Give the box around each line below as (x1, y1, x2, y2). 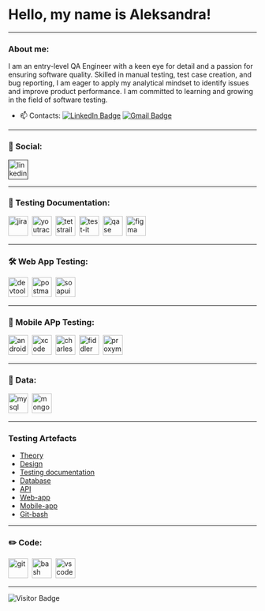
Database (19, 476, 51, 485)
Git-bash (19, 510, 49, 519)
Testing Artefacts (8, 432, 77, 443)
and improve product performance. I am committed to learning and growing (8, 87, 254, 96)
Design (19, 459, 43, 469)
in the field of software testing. (8, 95, 108, 104)
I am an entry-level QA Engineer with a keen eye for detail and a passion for (8, 62, 254, 71)
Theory (19, 451, 44, 460)
